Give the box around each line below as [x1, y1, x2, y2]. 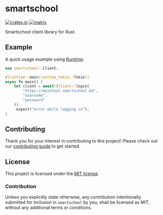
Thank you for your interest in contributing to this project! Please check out [5, 138, 158, 144]
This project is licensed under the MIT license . [5, 171, 99, 177]
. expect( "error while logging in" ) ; [14, 107, 90, 111]
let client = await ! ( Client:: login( [14, 84, 90, 89]
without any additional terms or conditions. [5, 205, 92, 211]
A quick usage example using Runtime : [5, 56, 84, 62]
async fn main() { [5, 79, 43, 84]
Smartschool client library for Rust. [5, 29, 76, 35]
